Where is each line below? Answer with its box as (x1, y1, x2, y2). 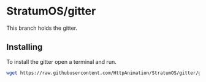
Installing (6, 42, 43, 52)
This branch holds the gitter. (6, 24, 78, 32)
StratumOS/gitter (6, 4, 96, 18)
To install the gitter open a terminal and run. (6, 58, 116, 65)
